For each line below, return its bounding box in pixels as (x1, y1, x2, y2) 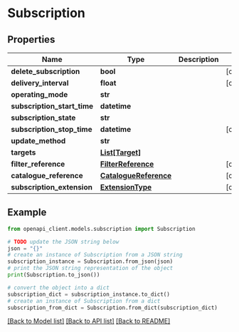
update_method (11, 136, 66, 145)
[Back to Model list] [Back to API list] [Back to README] (7, 317, 171, 326)
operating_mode (11, 90, 68, 99)
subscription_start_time (11, 101, 94, 111)
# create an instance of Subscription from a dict (7, 297, 161, 304)
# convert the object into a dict (7, 284, 110, 291)
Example (7, 207, 47, 219)
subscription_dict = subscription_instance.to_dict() (7, 291, 171, 298)
